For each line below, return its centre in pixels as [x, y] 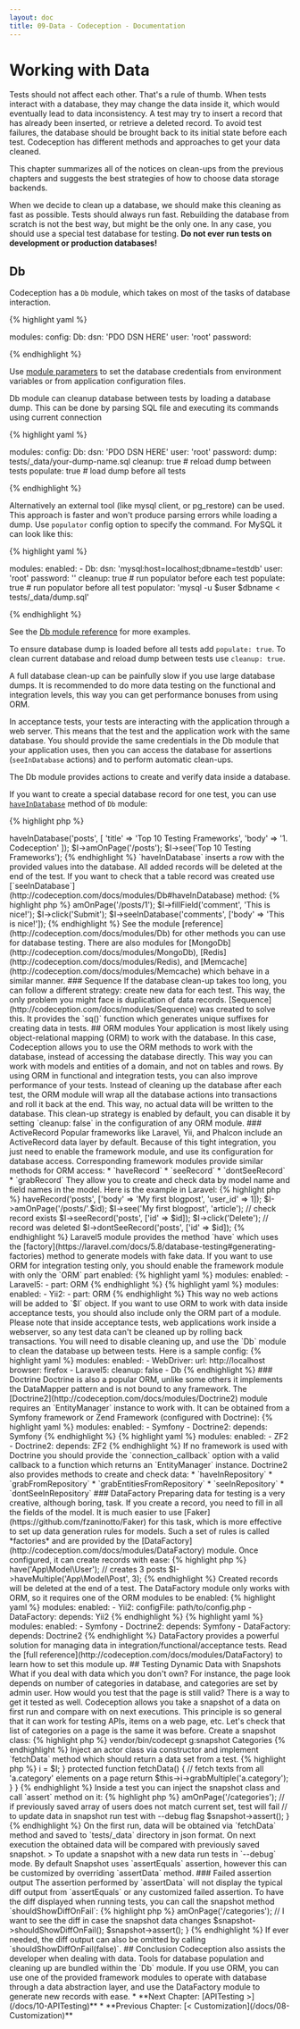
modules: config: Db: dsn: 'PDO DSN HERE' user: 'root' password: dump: [143, 452]
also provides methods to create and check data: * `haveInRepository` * [141, 1474]
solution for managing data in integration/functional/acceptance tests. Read [148, 1646]
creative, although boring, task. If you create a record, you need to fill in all [146, 1503]
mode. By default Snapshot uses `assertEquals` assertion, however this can [148, 1864]
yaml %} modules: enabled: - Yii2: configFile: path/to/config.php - [131, 1607]
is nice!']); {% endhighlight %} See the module [95, 924]
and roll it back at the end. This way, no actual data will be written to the [142, 1104]
